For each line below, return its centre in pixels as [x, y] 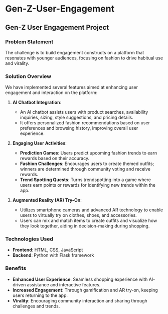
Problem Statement [29, 42]
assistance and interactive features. [64, 284]
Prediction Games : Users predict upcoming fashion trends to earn [88, 153]
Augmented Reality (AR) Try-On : [47, 200]
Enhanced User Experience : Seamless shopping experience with [80, 279]
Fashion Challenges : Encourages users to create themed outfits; [87, 164]
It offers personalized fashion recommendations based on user [85, 123]
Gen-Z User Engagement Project [57, 27]
